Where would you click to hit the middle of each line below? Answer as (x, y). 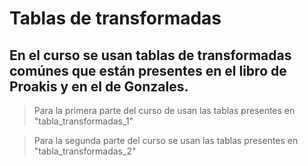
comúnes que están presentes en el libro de (148, 70)
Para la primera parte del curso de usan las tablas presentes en (164, 110)
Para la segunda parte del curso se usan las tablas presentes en (166, 140)
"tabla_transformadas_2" (85, 151)
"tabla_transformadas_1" (83, 121)
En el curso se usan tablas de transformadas (150, 55)
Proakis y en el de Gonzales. (99, 86)
